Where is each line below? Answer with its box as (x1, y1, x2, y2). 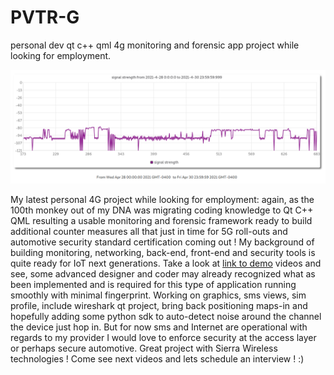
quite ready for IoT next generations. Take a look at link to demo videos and (10, 257, 322, 270)
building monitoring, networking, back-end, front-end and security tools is (10, 247, 316, 259)
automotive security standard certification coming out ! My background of (10, 236, 315, 248)
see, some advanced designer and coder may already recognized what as (10, 268, 316, 280)
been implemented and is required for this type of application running (10, 279, 297, 291)
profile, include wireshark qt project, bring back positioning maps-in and (10, 300, 308, 312)
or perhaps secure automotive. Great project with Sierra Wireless (10, 342, 278, 355)
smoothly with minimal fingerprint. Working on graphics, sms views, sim (10, 289, 307, 301)
